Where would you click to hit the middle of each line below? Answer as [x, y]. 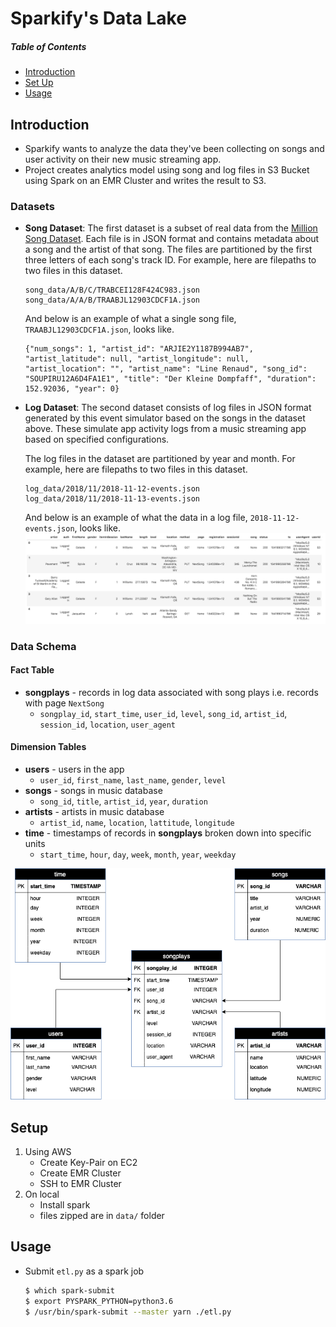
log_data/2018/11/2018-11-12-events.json [112, 489]
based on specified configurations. [97, 439]
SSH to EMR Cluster [80, 1184]
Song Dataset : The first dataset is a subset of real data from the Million [171, 228]
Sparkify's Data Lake [98, 18]
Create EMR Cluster [80, 1173]
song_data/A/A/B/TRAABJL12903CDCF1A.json [112, 300]
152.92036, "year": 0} [72, 389]
